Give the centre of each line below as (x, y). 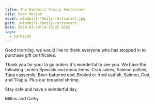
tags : (10, 32)
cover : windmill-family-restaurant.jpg (45, 18)
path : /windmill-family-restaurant (41, 23)
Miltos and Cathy (22, 98)
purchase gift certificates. (31, 55)
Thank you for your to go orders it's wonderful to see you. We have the (76, 64)
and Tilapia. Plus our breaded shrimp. (42, 79)
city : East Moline (23, 14)
